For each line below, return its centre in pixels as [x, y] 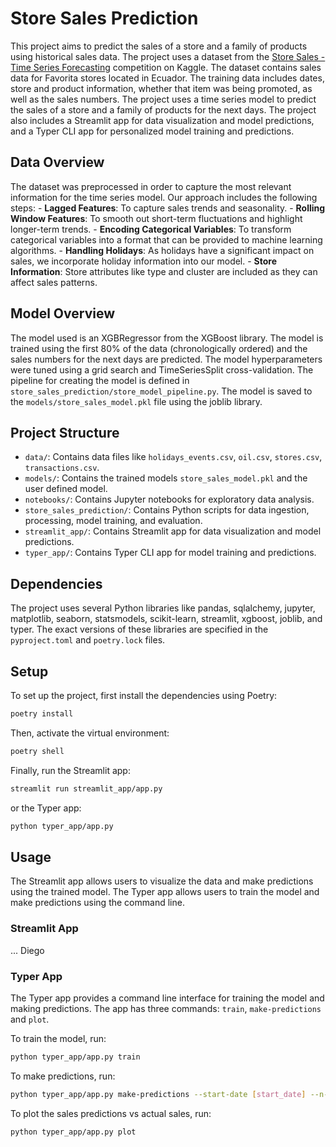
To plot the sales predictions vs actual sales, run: [111, 1113]
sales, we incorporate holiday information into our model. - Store [144, 261]
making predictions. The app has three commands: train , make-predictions [166, 1008]
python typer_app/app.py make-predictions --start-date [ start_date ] [158, 1094]
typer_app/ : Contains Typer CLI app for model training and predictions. [170, 553]
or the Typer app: [46, 808]
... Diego [27, 950]
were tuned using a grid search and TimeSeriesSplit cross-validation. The [162, 369]
